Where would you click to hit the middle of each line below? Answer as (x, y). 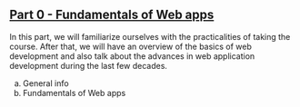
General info (46, 83)
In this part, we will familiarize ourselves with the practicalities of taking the (150, 36)
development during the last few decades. (89, 65)
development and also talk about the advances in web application (132, 56)
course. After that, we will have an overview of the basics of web (131, 46)
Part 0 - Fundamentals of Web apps (112, 15)
